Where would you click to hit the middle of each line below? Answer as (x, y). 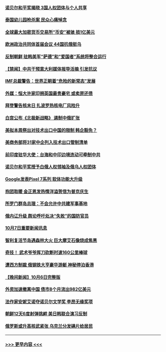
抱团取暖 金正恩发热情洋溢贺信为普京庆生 (47, 191)
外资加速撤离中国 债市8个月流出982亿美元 (48, 289)
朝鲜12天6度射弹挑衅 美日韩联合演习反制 (46, 314)
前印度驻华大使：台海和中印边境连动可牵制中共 (53, 154)
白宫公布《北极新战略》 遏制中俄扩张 (42, 118)
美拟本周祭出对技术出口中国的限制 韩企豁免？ (51, 130)
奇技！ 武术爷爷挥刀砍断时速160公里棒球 (46, 252)
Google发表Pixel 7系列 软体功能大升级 (44, 179)
